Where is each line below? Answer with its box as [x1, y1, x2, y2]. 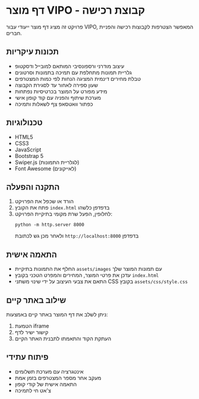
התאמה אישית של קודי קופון [14, 381, 77, 388]
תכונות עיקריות [6, 47, 59, 57]
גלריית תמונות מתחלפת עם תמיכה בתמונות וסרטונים [14, 69, 132, 76]
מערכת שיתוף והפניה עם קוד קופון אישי [14, 94, 101, 101]
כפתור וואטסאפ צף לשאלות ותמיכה [14, 100, 93, 107]
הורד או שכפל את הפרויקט [14, 198, 74, 205]
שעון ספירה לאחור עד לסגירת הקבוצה [14, 81, 98, 88]
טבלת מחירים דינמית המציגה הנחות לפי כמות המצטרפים [14, 75, 141, 82]
